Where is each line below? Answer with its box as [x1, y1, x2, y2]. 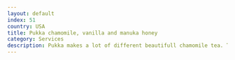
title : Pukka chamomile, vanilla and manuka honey [7, 29, 158, 37]
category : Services [7, 36, 64, 43]
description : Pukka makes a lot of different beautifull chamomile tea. [7, 42, 224, 49]
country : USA [7, 23, 45, 30]
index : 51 [7, 17, 36, 23]
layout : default [7, 10, 55, 17]
